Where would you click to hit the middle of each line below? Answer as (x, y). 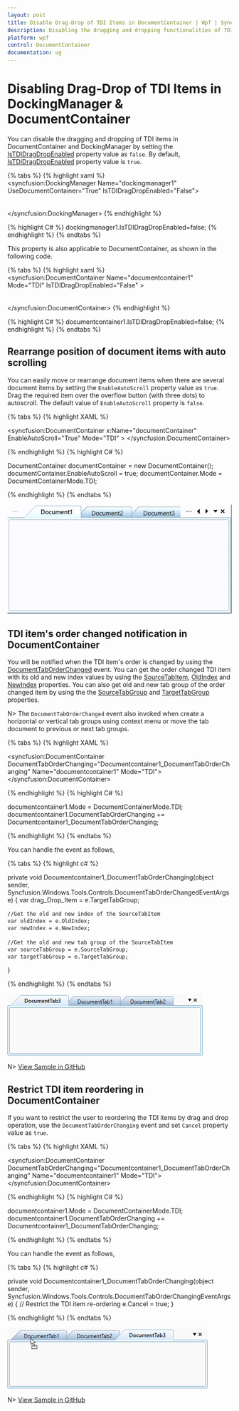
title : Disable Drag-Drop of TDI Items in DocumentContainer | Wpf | (113, 22)
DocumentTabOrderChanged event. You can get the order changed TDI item (119, 670)
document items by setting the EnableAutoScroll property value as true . (113, 387)
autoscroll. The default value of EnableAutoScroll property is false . (106, 402)
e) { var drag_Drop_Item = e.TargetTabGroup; (74, 900)
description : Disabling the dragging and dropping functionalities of (114, 30)
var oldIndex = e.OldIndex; (49, 921)
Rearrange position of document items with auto (117, 352)
